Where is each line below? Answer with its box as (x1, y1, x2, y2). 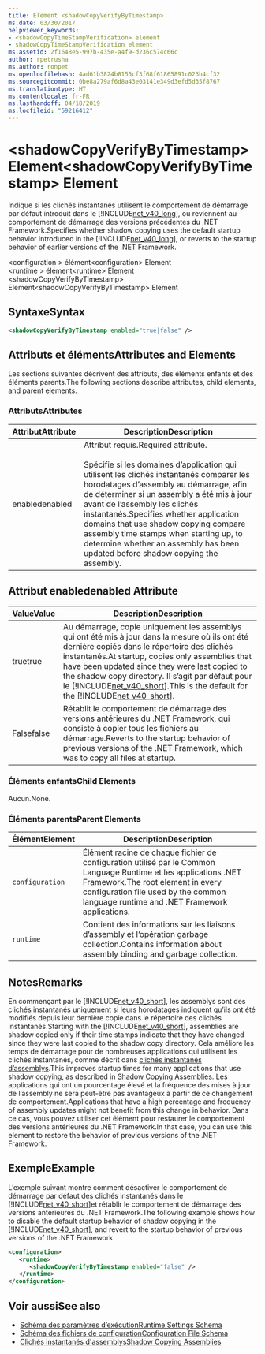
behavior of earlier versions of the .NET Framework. (8, 242, 177, 252)
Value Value (12, 608, 56, 619)
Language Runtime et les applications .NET (82, 867, 242, 878)
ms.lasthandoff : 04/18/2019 (8, 99, 101, 107)
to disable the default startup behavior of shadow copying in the (8, 1216, 217, 1225)
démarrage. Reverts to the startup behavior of (62, 733, 231, 744)
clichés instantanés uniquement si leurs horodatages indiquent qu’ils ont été (8, 1005, 256, 1014)
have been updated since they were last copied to (62, 660, 248, 671)
